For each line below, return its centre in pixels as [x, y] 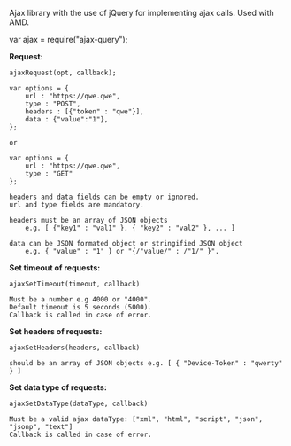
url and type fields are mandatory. [77, 205]
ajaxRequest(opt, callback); [63, 73]
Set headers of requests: [56, 331]
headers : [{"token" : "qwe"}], [84, 112]
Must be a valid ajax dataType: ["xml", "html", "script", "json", [136, 419]
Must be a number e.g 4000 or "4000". [80, 300]
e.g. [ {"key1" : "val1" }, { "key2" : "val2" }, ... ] [130, 228]
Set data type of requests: [58, 387]
